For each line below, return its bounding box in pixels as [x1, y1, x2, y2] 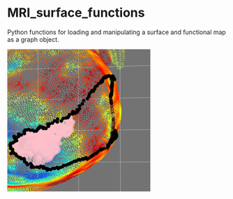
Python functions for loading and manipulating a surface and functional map [7, 28, 227, 36]
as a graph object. [7, 35, 59, 43]
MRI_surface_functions [7, 5, 145, 21]
